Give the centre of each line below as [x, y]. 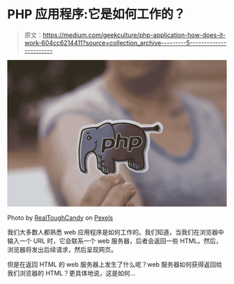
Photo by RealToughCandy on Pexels [60, 218]
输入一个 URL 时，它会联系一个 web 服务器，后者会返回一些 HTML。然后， [115, 241]
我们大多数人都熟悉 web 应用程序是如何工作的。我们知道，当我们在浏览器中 [116, 232]
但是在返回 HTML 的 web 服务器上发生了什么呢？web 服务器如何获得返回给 [115, 264]
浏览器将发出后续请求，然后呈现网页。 [62, 249]
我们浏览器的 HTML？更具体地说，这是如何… [71, 273]
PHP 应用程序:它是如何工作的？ [96, 14]
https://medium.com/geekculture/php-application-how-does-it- [134, 35]
